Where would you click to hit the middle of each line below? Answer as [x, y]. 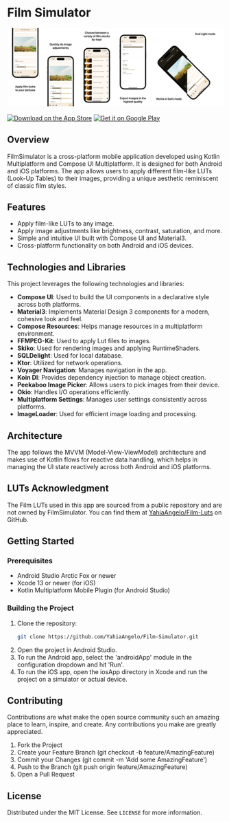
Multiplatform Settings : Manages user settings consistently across [112, 400]
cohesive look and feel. [50, 319]
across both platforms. [49, 305]
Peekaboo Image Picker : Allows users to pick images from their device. [118, 385]
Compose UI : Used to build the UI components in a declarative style [113, 297]
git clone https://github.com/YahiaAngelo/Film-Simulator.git [108, 637]
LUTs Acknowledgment [58, 489]
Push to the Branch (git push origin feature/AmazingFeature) [102, 767]
